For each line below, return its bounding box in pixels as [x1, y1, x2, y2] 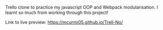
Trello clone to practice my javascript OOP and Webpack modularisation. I [5, 4, 158, 10]
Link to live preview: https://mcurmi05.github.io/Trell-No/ [5, 19, 123, 25]
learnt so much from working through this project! [5, 9, 109, 15]
